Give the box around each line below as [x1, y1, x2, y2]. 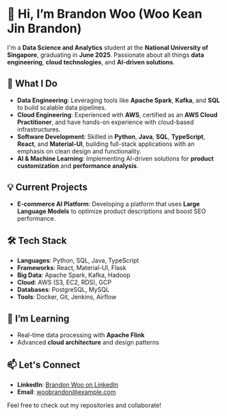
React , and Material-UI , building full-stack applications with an [16, 140, 195, 148]
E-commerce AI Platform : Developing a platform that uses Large [16, 199, 200, 208]
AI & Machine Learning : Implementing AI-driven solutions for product [16, 154, 214, 162]
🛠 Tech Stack [7, 234, 67, 246]
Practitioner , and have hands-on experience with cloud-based [16, 118, 194, 126]
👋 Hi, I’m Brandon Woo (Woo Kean [7, 6, 203, 22]
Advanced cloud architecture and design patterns [16, 339, 159, 347]
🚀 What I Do [7, 78, 58, 90]
